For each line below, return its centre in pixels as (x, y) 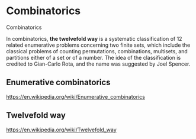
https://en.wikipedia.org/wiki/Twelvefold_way (61, 130)
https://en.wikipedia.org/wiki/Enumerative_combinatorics (75, 96)
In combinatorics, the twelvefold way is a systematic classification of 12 (94, 38)
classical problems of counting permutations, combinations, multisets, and (97, 51)
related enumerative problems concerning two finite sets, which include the (98, 45)
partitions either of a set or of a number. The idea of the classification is (94, 57)
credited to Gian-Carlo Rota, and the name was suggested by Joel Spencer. (98, 64)
